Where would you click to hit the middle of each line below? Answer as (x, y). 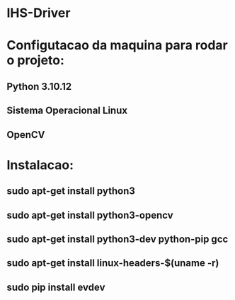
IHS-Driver (39, 13)
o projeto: (36, 60)
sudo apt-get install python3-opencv (90, 215)
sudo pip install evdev (56, 287)
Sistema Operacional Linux (67, 111)
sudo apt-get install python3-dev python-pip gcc (117, 239)
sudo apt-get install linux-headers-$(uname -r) (113, 263)
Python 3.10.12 (39, 86)
